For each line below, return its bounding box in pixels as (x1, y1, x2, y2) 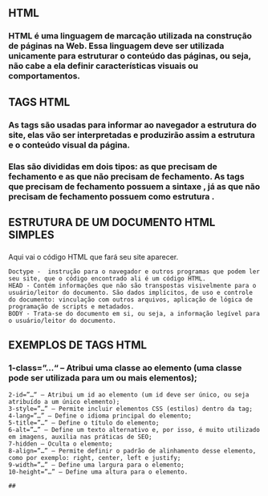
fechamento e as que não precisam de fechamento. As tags (8, 171, 245, 182)
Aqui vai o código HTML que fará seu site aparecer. (8, 252, 179, 261)
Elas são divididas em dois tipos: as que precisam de (8, 160, 218, 171)
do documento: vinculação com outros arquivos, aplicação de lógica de (8, 296, 253, 304)
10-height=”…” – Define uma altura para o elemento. (8, 468, 189, 476)
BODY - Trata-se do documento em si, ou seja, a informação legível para (8, 309, 261, 317)
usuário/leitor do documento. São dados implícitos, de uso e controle (8, 288, 253, 296)
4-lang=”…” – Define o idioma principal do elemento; (8, 412, 193, 420)
